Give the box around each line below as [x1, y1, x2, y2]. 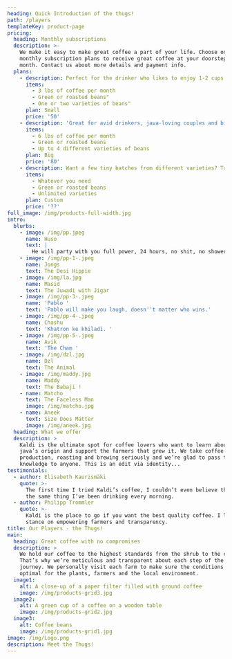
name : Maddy [25, 377, 60, 384]
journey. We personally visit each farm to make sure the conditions [19, 563, 224, 571]
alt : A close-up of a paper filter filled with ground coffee [19, 583, 202, 590]
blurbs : [13, 222, 36, 229]
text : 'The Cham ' [25, 345, 79, 352]
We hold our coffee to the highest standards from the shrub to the [19, 551, 221, 558]
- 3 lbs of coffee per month [32, 87, 116, 94]
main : [7, 531, 23, 539]
